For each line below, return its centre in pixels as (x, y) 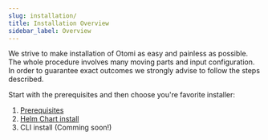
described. (26, 79)
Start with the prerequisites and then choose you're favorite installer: (122, 95)
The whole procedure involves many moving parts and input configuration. (132, 62)
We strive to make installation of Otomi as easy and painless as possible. (128, 54)
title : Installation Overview (59, 23)
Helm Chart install (49, 119)
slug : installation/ (43, 16)
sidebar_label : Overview (50, 31)
